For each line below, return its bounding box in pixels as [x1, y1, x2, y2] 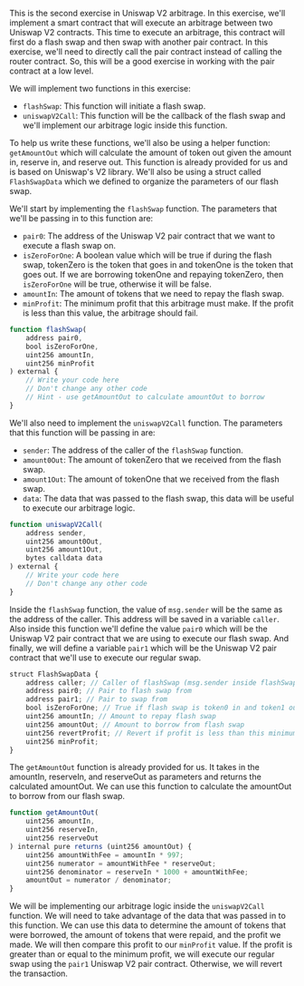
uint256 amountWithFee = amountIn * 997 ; [25, 850, 184, 860]
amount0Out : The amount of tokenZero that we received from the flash [22, 454, 282, 465]
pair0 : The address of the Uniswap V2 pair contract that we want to [22, 230, 276, 241]
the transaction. [9, 968, 68, 979]
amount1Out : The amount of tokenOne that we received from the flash [22, 473, 280, 484]
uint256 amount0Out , [25, 537, 103, 546]
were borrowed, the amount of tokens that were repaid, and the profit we [9, 930, 281, 941]
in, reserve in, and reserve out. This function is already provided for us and [9, 157, 288, 167]
